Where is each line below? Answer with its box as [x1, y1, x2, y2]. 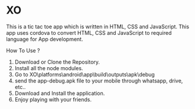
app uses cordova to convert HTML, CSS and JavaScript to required [6, 29, 172, 36]
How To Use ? [6, 47, 40, 54]
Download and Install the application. [14, 90, 105, 97]
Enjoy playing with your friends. [14, 95, 92, 103]
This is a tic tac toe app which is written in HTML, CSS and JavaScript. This [6, 23, 190, 30]
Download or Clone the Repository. [14, 58, 100, 65]
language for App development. [6, 35, 83, 42]
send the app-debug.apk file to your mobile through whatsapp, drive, [14, 77, 183, 84]
